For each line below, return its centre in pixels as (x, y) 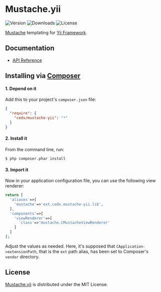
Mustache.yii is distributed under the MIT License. (57, 284)
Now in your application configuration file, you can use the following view (80, 181)
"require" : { (23, 113)
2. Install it (16, 138)
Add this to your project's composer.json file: (51, 99)
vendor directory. (22, 257)
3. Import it (17, 170)
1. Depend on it (21, 89)
